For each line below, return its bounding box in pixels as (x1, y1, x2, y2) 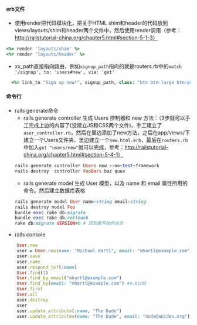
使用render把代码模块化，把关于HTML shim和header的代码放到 (14, 19, 168, 26)
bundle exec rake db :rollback (14, 215, 89, 221)
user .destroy (16, 297, 49, 303)
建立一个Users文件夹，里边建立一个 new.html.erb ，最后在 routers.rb (23, 137, 188, 144)
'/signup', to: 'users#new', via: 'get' (14, 69, 115, 75)
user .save (16, 253, 41, 259)
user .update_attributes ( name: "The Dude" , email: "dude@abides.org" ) (16, 313, 191, 319)
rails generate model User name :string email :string (14, 198, 147, 205)
